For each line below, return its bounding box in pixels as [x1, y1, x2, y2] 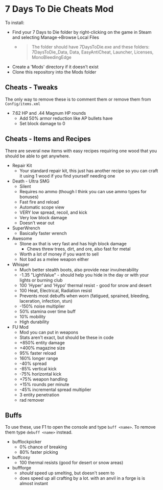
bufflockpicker [12, 439, 42, 445]
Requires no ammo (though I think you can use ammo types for [19, 188, 147, 194]
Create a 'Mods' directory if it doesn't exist [12, 64, 99, 70]
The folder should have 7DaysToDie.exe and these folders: [31, 44, 150, 50]
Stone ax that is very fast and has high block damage [19, 240, 127, 246]
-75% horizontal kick [19, 371, 62, 377]
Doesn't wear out [19, 220, 55, 226]
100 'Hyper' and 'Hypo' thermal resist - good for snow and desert [19, 282, 152, 288]
